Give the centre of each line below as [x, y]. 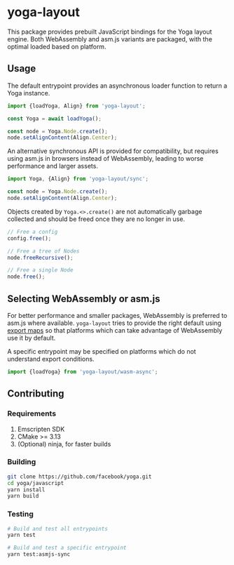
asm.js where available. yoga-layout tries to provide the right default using [115, 323]
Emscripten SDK [41, 429]
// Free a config [33, 232]
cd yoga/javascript [36, 483]
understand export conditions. [51, 359]
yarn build [23, 496]
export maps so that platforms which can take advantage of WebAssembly [115, 330]
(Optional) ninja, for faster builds [64, 444]
